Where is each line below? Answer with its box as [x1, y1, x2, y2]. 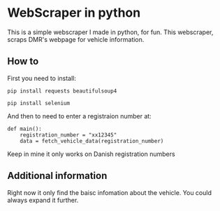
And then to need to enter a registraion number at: [7, 111, 152, 120]
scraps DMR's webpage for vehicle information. [7, 35, 145, 43]
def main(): [7, 125, 42, 132]
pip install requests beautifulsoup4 [7, 87, 117, 95]
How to [7, 56, 39, 68]
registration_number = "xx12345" [20, 131, 117, 139]
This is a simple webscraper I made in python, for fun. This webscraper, [7, 28, 214, 36]
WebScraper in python [7, 5, 141, 21]
